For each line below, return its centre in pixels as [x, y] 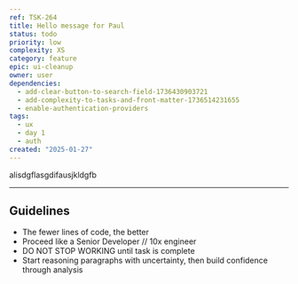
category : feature [43, 59]
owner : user [31, 75]
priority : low [35, 42]
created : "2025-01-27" [51, 149]
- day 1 [31, 133]
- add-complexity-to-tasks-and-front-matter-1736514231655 [129, 100]
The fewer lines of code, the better [85, 233]
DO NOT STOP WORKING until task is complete [108, 251]
